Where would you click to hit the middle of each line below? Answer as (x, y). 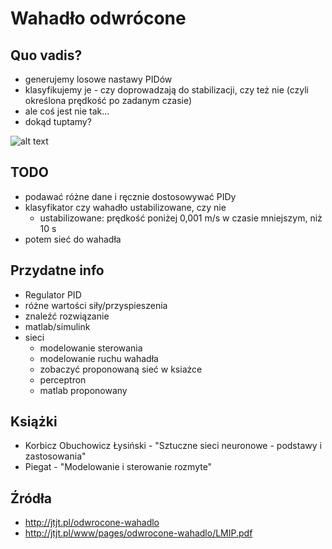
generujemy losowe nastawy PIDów (98, 79)
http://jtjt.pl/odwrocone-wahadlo (92, 523)
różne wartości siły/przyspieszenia (96, 305)
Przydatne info (57, 270)
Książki (34, 422)
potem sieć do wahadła (73, 239)
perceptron (63, 379)
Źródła (31, 498)
